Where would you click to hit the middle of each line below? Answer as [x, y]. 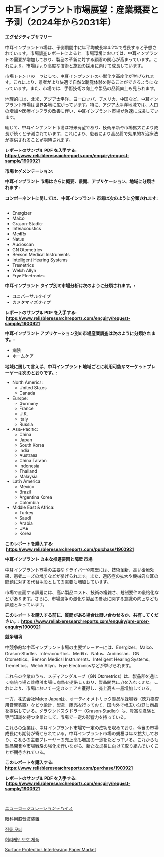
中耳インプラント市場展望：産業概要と [82, 10]
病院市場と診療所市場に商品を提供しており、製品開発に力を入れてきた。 [82, 682]
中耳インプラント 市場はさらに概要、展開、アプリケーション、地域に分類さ [80, 181]
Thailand [28, 471]
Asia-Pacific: [25, 429]
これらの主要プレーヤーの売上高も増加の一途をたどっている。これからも [86, 740]
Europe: [20, 398]
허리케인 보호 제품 [22, 839]
